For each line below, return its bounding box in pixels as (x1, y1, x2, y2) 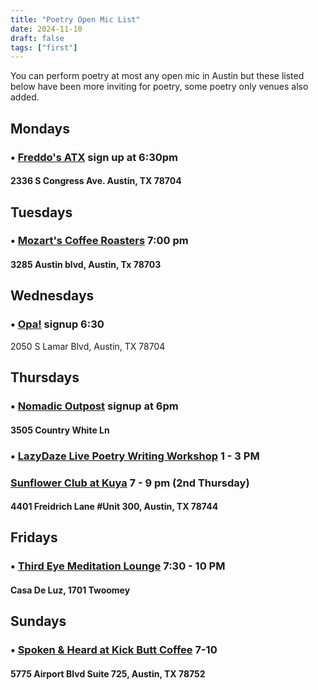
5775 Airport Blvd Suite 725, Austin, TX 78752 (10, 667, 206, 680)
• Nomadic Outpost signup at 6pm (10, 399, 179, 413)
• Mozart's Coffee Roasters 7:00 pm (10, 234, 189, 248)
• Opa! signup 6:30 (10, 317, 105, 331)
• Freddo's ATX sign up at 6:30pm (10, 150, 178, 164)
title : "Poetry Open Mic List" (10, 14, 141, 25)
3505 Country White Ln (10, 424, 110, 436)
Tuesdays (10, 204, 73, 221)
